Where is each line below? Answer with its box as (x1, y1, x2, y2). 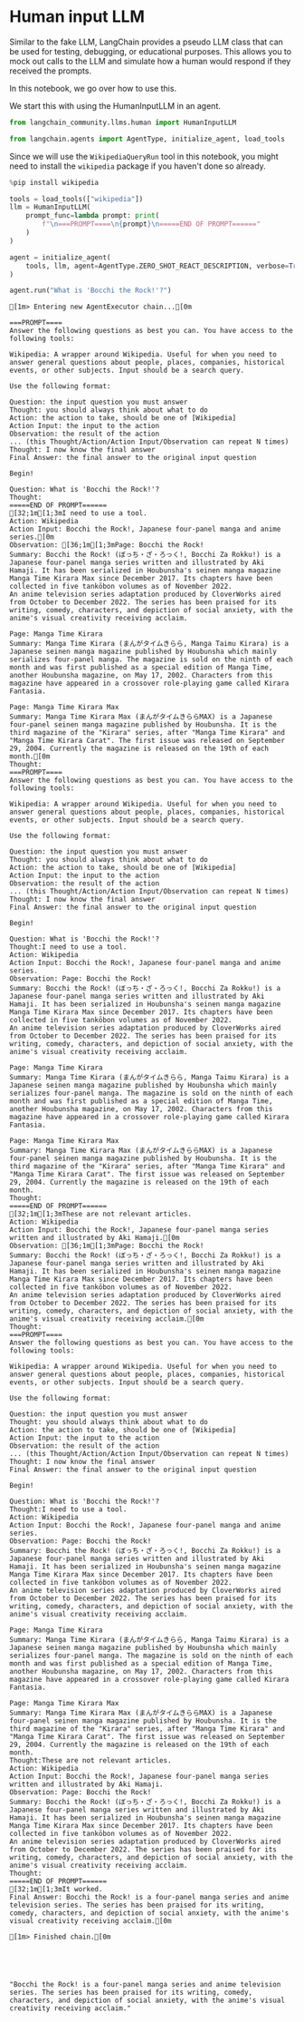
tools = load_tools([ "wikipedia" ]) (9, 194, 144, 203)
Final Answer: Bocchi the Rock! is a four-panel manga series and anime (9, 1893, 290, 1902)
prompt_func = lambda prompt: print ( (25, 211, 160, 220)
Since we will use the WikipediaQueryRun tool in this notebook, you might (9, 151, 279, 161)
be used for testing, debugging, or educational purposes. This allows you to (9, 45, 292, 56)
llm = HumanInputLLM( (9, 202, 91, 212)
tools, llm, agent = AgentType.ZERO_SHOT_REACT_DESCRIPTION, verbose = (25, 261, 290, 270)
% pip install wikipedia (9, 178, 100, 187)
